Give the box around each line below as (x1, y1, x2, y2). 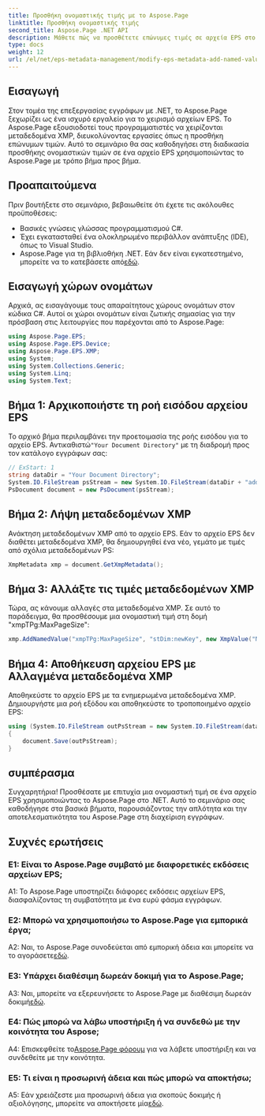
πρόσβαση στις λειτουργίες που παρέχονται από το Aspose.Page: (8, 317, 225, 327)
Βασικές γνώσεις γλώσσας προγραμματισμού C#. (19, 223, 184, 233)
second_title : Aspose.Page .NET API (8, 26, 129, 34)
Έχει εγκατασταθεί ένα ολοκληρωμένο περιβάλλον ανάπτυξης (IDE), (19, 232, 249, 241)
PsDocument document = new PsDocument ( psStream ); (8, 486, 175, 494)
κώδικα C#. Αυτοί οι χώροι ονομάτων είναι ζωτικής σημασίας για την (8, 309, 236, 319)
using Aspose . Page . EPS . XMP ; (8, 348, 101, 356)
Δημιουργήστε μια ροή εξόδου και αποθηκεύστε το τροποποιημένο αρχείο (8, 699, 251, 708)
